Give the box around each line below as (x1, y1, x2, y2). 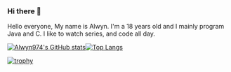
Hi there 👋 (7, 6, 42, 16)
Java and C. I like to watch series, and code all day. (7, 29, 156, 38)
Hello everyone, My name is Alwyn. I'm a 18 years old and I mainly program (7, 22, 225, 31)
